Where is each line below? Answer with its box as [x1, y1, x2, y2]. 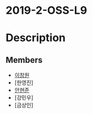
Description [5, 31, 66, 45]
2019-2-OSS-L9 [5, 4, 88, 17]
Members [5, 55, 43, 65]
